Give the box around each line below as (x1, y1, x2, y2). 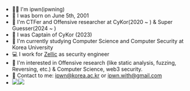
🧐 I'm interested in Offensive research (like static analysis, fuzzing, (11, 59, 177, 66)
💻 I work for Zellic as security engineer (11, 51, 110, 57)
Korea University (11, 44, 53, 51)
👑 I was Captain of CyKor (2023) (11, 31, 92, 38)
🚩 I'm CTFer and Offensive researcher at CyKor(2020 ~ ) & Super (11, 19, 173, 25)
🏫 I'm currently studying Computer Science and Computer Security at (11, 38, 184, 44)
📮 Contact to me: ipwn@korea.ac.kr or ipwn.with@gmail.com (11, 72, 162, 79)
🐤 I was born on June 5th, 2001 (11, 12, 89, 19)
